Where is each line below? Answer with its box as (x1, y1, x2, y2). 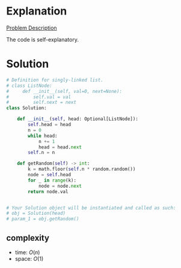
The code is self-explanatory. (6, 36, 79, 43)
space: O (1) (14, 255, 44, 262)
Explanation (6, 4, 67, 18)
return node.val (28, 188, 69, 194)
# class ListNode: (6, 83, 52, 89)
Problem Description (6, 24, 57, 31)
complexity (6, 232, 50, 243)
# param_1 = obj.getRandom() (6, 216, 79, 222)
